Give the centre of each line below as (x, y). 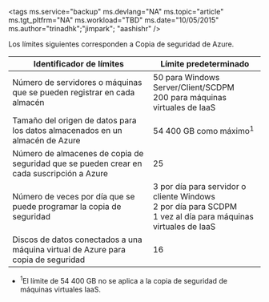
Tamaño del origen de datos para (74, 121)
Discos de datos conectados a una (77, 240)
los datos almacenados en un (67, 130)
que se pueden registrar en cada (74, 93)
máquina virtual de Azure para (69, 250)
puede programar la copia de (67, 206)
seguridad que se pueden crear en (77, 163)
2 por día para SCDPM (195, 206)
